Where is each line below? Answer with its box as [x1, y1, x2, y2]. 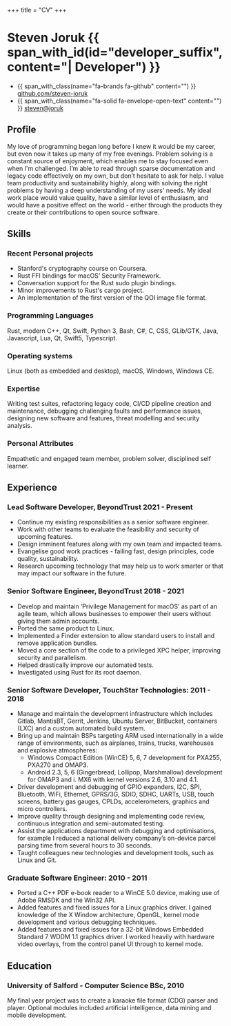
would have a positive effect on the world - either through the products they [7, 201, 223, 209]
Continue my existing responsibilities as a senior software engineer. [17, 518, 209, 526]
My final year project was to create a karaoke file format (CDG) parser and [7, 996, 219, 1005]
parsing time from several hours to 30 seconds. [17, 841, 152, 850]
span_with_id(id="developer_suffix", [7, 45, 223, 61]
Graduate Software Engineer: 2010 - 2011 [7, 873, 148, 883]
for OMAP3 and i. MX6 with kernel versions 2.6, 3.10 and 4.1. [27, 775, 199, 783]
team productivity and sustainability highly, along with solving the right [7, 178, 208, 187]
